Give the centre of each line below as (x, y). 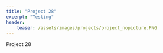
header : (16, 22)
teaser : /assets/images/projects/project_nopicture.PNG (87, 28)
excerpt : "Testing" (30, 17)
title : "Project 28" (32, 11)
